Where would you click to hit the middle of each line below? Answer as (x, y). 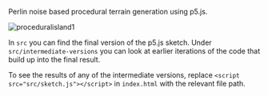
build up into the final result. (54, 60)
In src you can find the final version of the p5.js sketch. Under (110, 42)
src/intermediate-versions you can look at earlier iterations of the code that (134, 51)
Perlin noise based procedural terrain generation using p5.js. (108, 12)
